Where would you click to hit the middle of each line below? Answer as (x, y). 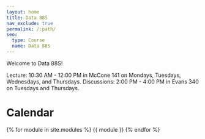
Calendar (30, 113)
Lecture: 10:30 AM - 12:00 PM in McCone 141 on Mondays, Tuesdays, (94, 75)
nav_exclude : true (30, 23)
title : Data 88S (27, 18)
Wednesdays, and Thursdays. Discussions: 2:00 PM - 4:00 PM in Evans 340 (102, 81)
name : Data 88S (31, 46)
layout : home (23, 12)
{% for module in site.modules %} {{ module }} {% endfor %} (83, 129)
